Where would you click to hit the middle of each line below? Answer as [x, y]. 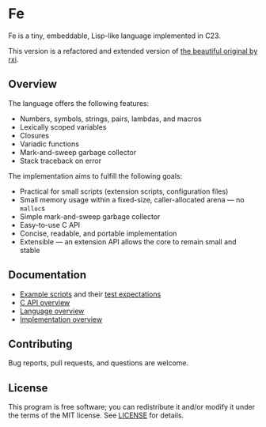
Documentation [47, 275]
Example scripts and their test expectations [90, 294]
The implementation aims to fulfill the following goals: [95, 176]
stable [30, 250]
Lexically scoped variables [63, 127]
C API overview [45, 302]
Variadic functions [49, 144]
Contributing [40, 344]
